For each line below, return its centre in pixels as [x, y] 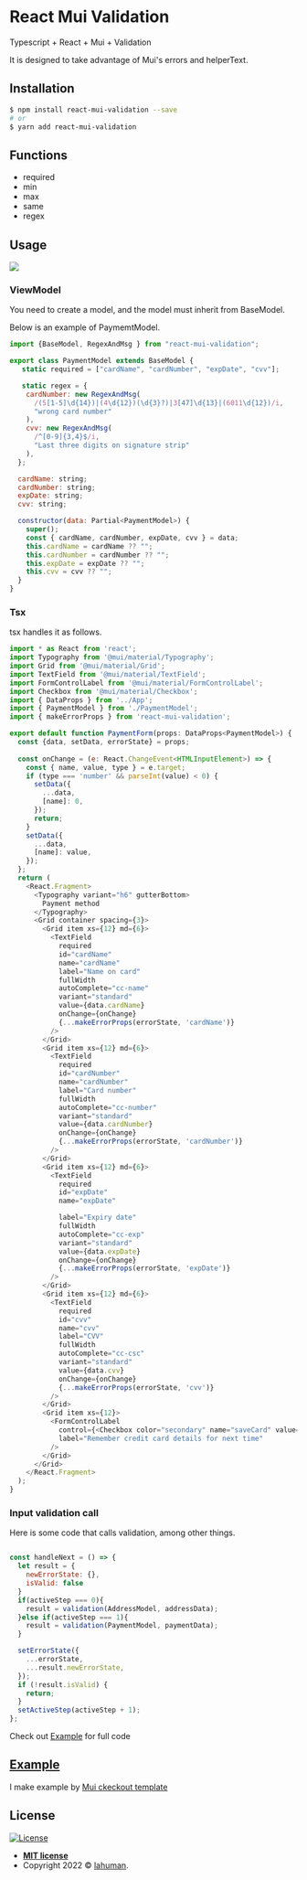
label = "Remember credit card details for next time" [160, 1438]
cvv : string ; [42, 505]
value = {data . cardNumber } [106, 1125]
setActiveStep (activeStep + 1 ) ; [79, 1710]
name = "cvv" [79, 1328]
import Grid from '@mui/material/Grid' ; [88, 666]
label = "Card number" [97, 1090]
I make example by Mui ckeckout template [89, 1787]
